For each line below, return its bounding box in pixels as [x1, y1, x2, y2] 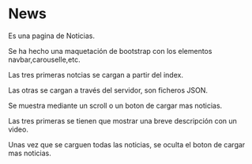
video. [8, 124, 29, 134]
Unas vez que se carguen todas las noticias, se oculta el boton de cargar [8, 139, 246, 149]
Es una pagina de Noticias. [8, 31, 95, 40]
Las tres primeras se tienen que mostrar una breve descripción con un [8, 116, 237, 125]
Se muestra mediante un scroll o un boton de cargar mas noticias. [8, 101, 223, 110]
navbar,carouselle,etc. [8, 55, 81, 64]
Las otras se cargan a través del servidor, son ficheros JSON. [8, 85, 208, 95]
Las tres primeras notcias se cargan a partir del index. [8, 70, 184, 79]
